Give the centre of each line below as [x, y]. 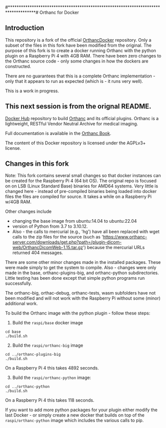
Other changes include [28, 212]
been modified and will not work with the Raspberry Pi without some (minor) [83, 298]
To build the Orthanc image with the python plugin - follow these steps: [78, 313]
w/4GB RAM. [18, 202]
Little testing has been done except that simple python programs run [75, 278]
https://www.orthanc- [125, 237]
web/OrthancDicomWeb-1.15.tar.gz [48, 247]
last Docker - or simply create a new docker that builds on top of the [75, 415]
